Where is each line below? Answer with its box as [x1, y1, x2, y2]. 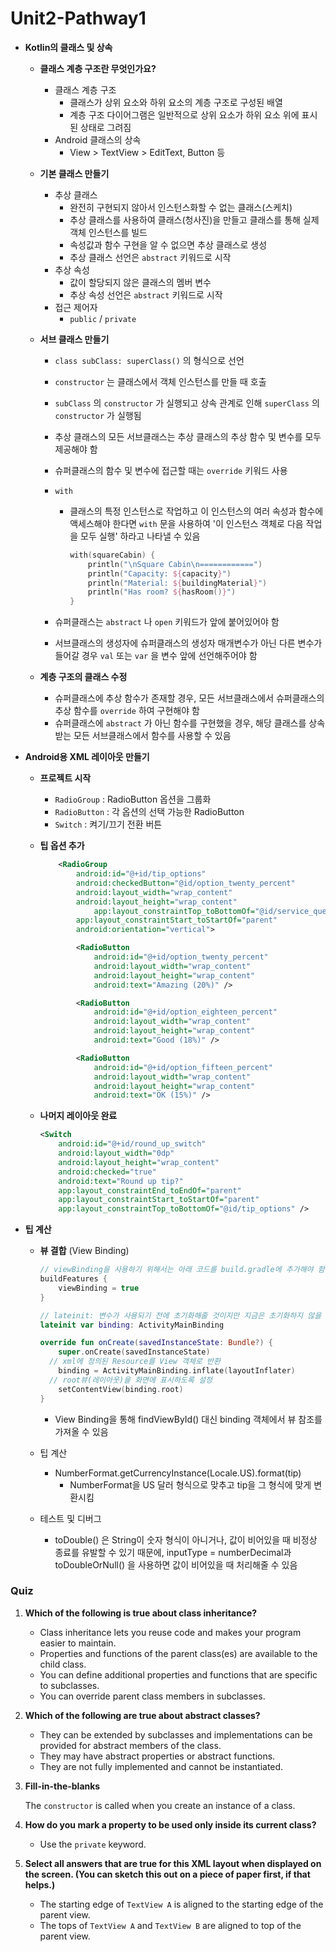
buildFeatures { [39, 1274, 108, 1284]
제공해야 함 [54, 443, 98, 455]
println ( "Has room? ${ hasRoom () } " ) [87, 587, 237, 597]
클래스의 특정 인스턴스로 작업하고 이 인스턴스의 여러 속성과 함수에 [69, 505, 324, 517]
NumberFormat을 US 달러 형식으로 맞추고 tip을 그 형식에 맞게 [69, 1478, 312, 1491]
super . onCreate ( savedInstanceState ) [58, 1347, 211, 1357]
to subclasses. [39, 1679, 100, 1691]
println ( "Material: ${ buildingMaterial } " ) [87, 578, 268, 588]
